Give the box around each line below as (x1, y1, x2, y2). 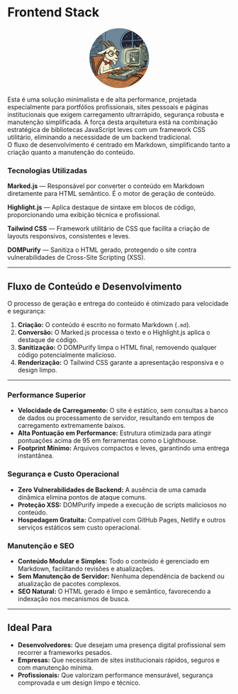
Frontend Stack (7, 4, 100, 21)
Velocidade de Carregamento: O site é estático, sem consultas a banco (17, 406, 229, 415)
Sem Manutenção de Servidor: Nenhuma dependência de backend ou (17, 572, 225, 580)
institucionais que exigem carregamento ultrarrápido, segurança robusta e (7, 110, 225, 119)
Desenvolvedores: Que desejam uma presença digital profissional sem (17, 640, 226, 649)
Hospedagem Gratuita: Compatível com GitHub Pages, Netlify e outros (17, 515, 226, 524)
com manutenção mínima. (17, 663, 93, 671)
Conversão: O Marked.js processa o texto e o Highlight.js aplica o (17, 328, 210, 337)
